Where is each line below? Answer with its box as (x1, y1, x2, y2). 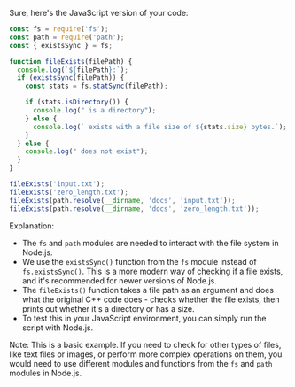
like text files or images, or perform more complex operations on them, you (9, 349, 283, 360)
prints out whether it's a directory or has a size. (21, 303, 195, 313)
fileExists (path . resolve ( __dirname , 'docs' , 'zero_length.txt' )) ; (9, 204, 260, 213)
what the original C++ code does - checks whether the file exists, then (21, 294, 281, 305)
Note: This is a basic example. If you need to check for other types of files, (9, 339, 282, 350)
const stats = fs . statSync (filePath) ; (25, 81, 168, 91)
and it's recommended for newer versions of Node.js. (21, 275, 217, 286)
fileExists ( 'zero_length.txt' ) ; (9, 188, 128, 197)
